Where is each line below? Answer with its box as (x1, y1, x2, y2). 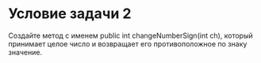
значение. (8, 47, 42, 57)
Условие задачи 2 (8, 5, 132, 23)
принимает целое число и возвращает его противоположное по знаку (8, 39, 248, 48)
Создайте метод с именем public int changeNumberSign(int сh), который (8, 31, 254, 40)
